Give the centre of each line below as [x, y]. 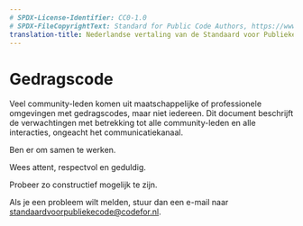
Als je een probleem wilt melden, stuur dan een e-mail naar [119, 203]
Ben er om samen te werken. [63, 150]
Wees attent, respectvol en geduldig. [78, 167]
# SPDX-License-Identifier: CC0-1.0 [78, 18]
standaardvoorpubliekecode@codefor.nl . [85, 212]
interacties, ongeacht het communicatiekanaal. [96, 132]
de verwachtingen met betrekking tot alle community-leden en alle [133, 123]
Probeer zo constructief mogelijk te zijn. [83, 185]
